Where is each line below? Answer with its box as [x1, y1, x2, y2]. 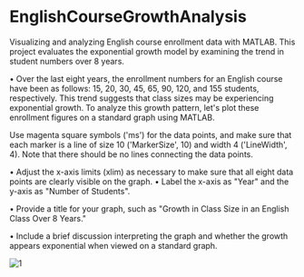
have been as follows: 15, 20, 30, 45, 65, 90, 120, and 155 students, [9, 83, 260, 94]
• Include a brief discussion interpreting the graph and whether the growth [9, 230, 289, 242]
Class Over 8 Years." [9, 213, 87, 223]
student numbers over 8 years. [9, 55, 125, 66]
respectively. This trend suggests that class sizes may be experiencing [9, 93, 274, 104]
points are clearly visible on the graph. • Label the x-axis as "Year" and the [9, 175, 289, 187]
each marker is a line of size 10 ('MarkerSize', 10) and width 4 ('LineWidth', [9, 139, 288, 150]
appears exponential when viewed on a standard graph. [9, 240, 218, 251]
